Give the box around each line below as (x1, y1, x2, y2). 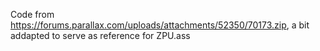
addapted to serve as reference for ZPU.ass (10, 30, 191, 41)
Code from (10, 9, 55, 20)
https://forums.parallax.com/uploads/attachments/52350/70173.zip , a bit (10, 19, 310, 31)
